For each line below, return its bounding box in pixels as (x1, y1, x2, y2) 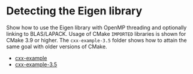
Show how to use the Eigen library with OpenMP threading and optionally (6, 24, 187, 31)
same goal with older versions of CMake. (6, 43, 107, 50)
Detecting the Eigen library (6, 4, 143, 18)
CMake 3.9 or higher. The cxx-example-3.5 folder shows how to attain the (6, 36, 187, 44)
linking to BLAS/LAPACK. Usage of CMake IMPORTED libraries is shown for (6, 30, 186, 37)
